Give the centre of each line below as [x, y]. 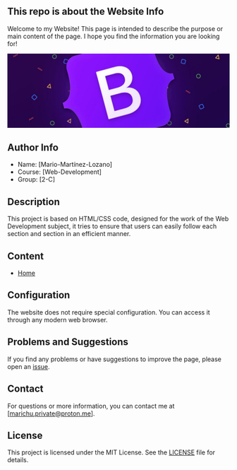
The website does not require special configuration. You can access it [109, 312]
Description [34, 202]
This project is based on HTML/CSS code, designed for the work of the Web [118, 219]
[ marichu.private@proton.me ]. [51, 413]
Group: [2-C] [36, 180]
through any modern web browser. [57, 319]
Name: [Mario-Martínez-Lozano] [65, 165]
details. [18, 460]
